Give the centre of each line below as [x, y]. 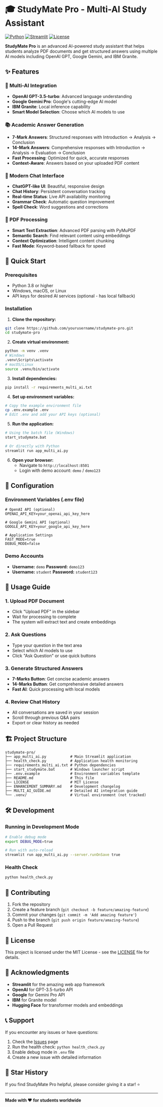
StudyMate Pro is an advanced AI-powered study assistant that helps [75, 46]
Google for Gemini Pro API [39, 994]
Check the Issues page [35, 1042]
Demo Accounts [24, 556]
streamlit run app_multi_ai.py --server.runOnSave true [63, 855]
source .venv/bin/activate [32, 369]
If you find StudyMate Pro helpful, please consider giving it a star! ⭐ [73, 1085]
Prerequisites [21, 275]
